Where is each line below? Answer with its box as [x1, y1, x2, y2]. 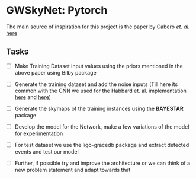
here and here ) [14, 93, 52, 101]
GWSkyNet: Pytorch [6, 4, 108, 17]
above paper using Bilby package [14, 69, 97, 76]
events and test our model [14, 148, 79, 155]
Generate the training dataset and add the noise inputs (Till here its [14, 81, 178, 88]
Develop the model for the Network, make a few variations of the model [14, 123, 189, 130]
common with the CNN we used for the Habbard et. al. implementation [14, 87, 187, 94]
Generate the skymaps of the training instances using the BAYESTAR [14, 105, 184, 112]
